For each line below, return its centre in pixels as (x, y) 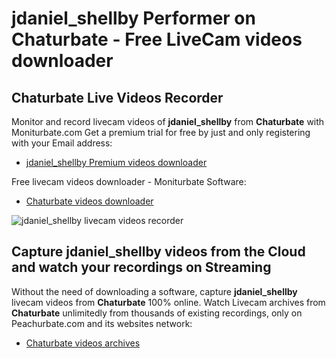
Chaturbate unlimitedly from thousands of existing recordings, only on (157, 313)
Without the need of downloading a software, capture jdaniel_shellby (154, 291)
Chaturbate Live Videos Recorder (117, 97)
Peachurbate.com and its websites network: (102, 323)
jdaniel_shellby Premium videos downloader (116, 162)
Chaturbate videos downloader (89, 201)
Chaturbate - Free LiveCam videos (157, 39)
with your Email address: (62, 143)
